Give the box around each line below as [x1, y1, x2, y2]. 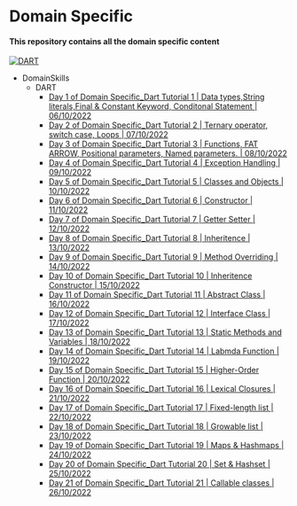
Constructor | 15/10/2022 [48, 280, 140, 291]
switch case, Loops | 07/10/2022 [48, 129, 168, 140]
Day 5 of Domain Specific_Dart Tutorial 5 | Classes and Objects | [48, 176, 285, 187]
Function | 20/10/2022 [48, 374, 130, 385]
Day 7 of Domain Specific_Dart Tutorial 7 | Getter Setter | [48, 214, 255, 225]
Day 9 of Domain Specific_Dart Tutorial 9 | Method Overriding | [48, 252, 278, 262]
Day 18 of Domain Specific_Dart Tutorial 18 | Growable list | [48, 421, 263, 432]
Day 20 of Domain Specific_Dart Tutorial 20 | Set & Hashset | [48, 459, 270, 470]
